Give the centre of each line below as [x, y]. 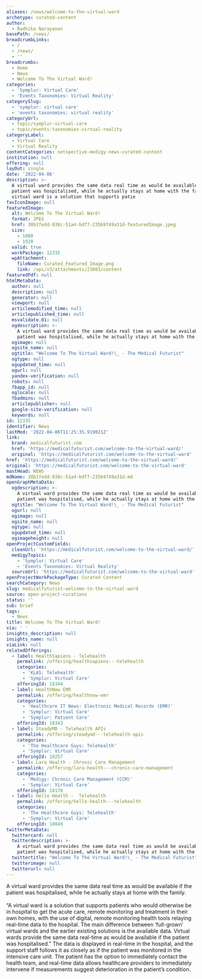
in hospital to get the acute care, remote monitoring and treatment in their [97, 912]
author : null [28, 286]
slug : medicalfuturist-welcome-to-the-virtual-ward [72, 589]
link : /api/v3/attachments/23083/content [69, 270]
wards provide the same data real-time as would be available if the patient [98, 937]
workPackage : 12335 [36, 253]
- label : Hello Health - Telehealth [59, 796]
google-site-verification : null [52, 410]
